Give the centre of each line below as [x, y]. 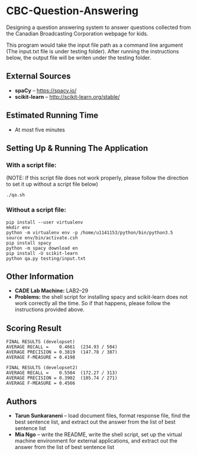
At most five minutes [40, 130]
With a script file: [31, 165]
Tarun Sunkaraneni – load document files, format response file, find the [102, 415]
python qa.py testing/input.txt [46, 259]
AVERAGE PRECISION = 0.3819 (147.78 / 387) [62, 352]
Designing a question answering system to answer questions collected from [98, 27]
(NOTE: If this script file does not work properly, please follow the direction [97, 178]
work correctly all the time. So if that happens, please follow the [92, 304]
